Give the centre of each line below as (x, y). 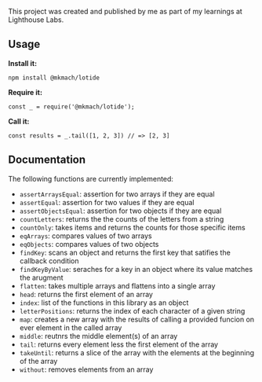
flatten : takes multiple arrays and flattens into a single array (117, 285)
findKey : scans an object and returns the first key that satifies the (125, 252)
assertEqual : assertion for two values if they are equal (107, 202)
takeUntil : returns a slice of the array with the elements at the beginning (137, 352)
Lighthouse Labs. (36, 20)
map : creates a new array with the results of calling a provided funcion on (137, 319)
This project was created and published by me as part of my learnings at (126, 11)
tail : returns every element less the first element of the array (118, 344)
